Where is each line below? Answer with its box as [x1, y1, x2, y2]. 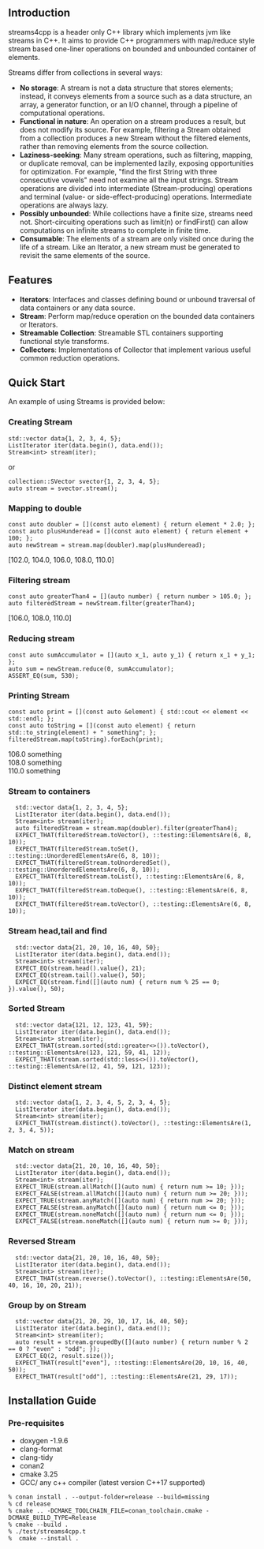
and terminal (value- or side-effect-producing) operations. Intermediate [19, 192, 252, 201]
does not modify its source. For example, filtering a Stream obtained [19, 125, 241, 134]
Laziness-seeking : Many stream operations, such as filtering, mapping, [19, 150, 253, 159]
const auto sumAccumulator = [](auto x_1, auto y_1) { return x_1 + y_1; [8, 651, 256, 659]
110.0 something [8, 765, 61, 776]
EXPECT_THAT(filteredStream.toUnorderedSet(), [15, 859, 171, 867]
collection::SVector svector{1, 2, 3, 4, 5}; [8, 477, 160, 485]
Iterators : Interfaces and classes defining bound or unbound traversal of [19, 294, 256, 304]
